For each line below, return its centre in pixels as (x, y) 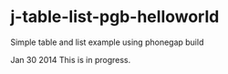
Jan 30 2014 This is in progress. (71, 59)
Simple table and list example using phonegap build (107, 42)
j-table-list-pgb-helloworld (115, 17)
